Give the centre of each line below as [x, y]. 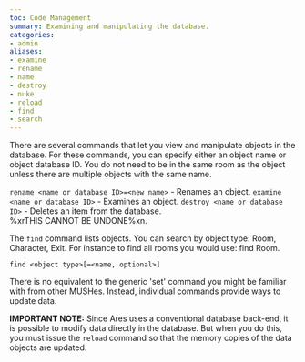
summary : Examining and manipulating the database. [109, 26]
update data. [33, 301]
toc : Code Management [51, 18]
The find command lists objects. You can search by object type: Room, [143, 238]
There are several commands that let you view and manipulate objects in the [152, 146]
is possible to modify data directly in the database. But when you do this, [146, 328]
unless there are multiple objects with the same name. [111, 175]
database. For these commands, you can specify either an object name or [148, 155]
